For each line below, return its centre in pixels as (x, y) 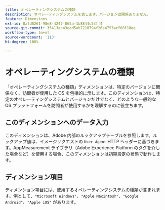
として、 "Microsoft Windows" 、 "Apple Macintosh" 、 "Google (78, 196)
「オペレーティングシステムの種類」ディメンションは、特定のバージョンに (81, 86)
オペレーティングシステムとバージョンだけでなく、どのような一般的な (85, 99)
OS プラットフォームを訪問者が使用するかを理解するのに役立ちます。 (76, 105)
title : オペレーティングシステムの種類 (40, 10)
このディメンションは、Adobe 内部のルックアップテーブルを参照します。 (79, 135)
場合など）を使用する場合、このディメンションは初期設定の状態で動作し (83, 154)
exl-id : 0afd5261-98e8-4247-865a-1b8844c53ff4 (54, 23)
